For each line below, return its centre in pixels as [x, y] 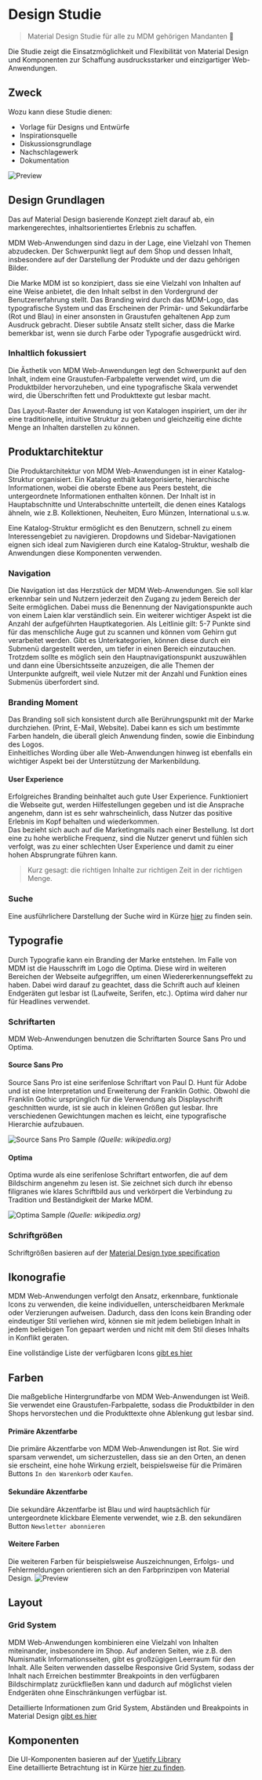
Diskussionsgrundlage [55, 144]
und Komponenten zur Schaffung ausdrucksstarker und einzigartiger [120, 60]
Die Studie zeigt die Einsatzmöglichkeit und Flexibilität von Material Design [128, 51]
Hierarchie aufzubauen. [46, 1124]
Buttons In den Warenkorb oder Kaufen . [71, 1474]
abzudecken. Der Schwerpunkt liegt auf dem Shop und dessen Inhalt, [120, 251]
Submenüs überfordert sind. [54, 682]
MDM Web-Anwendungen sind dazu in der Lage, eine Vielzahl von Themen [129, 243]
